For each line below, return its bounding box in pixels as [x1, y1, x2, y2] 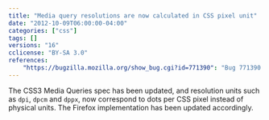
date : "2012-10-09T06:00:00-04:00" [8, 19, 128, 27]
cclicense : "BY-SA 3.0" [8, 49, 89, 57]
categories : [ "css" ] [8, 26, 78, 34]
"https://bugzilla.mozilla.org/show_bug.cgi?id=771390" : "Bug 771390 [23, 64, 262, 72]
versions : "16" [8, 42, 60, 50]
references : [8, 57, 48, 65]
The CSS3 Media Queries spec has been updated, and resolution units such [8, 86, 260, 95]
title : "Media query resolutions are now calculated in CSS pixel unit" [8, 11, 258, 20]
